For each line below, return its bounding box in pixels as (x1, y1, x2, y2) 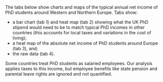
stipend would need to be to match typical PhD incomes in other (12, 24, 145, 30)
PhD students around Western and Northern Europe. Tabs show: (5, 9, 138, 15)
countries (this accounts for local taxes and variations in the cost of (12, 30, 151, 35)
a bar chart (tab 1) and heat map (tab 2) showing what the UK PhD (12, 19, 148, 25)
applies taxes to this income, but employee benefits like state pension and (5, 66, 157, 72)
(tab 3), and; (12, 46, 38, 51)
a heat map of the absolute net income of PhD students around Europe (12, 40, 158, 46)
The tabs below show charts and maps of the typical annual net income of (5, 4, 158, 10)
